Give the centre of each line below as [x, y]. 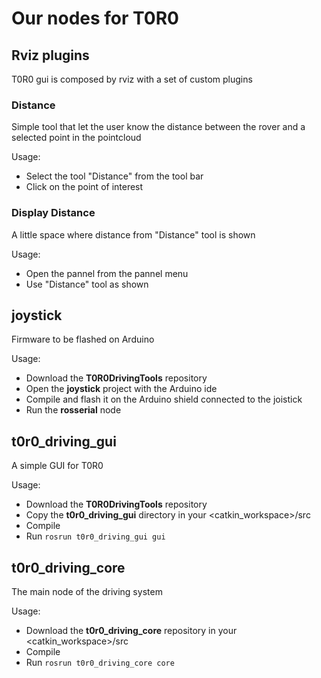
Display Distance [53, 213]
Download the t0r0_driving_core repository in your [131, 631]
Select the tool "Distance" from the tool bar [114, 176]
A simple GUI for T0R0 [57, 466]
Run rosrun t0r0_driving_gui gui [95, 536]
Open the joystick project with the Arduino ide [121, 389]
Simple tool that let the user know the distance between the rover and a [158, 127]
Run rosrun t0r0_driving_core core [100, 663]
